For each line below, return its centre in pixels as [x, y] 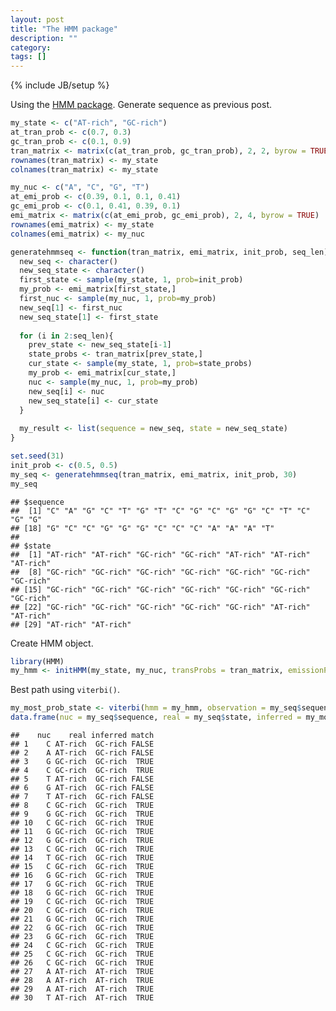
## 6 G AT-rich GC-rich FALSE [82, 788]
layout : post [37, 19]
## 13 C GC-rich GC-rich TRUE [82, 849]
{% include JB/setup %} [60, 85]
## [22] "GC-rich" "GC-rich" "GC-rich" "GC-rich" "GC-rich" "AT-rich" [160, 607]
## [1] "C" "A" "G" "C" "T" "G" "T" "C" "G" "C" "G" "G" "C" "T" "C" [160, 511]
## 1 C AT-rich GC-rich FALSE [82, 744]
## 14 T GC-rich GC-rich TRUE [82, 858]
